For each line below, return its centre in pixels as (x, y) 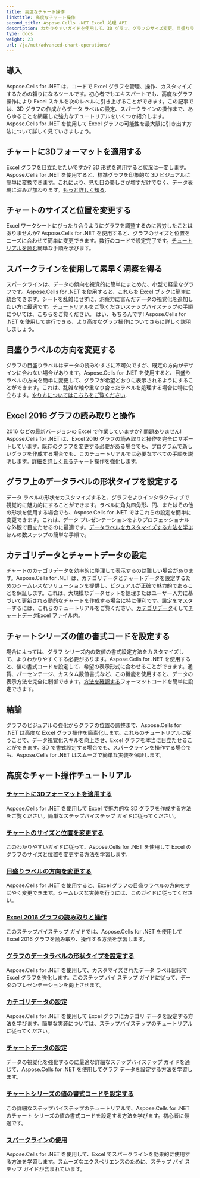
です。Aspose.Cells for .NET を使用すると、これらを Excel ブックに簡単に (101, 292)
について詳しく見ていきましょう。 (53, 131)
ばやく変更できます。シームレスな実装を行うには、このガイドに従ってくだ (97, 893)
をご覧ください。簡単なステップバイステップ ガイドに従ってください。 (93, 815)
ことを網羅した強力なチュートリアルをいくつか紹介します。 (95, 116)
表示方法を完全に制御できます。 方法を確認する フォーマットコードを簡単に (97, 682)
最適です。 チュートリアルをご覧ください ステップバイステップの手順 (110, 307)
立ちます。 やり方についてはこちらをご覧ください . (66, 395)
